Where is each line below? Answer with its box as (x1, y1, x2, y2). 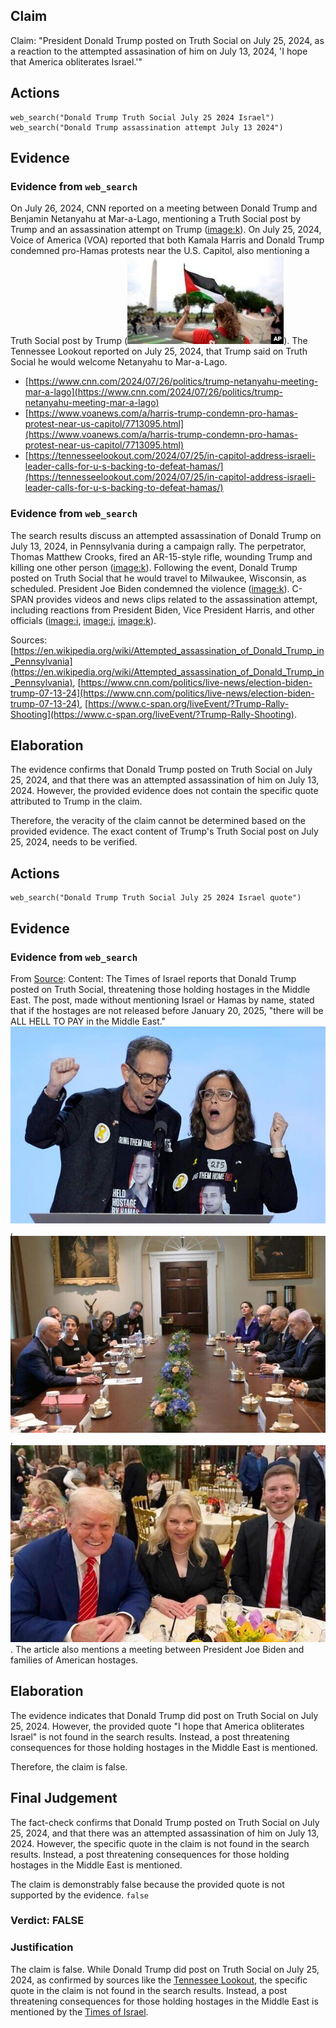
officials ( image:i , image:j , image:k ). (10, 614, 157, 626)
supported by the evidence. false (10, 1889, 149, 1901)
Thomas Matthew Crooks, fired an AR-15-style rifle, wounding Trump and (10, 550, 313, 563)
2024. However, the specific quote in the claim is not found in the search (10, 1837, 310, 1849)
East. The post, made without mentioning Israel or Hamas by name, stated (10, 994, 315, 1006)
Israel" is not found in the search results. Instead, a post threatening (10, 1730, 290, 1743)
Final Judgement (10, 1790, 118, 1807)
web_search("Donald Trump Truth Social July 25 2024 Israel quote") (10, 893, 302, 903)
